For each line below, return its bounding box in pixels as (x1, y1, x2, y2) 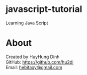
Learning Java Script (5, 20, 49, 26)
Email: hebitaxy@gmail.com (5, 64, 63, 70)
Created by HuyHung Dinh (5, 54, 60, 60)
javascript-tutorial (5, 3, 83, 15)
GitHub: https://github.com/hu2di (5, 59, 74, 65)
